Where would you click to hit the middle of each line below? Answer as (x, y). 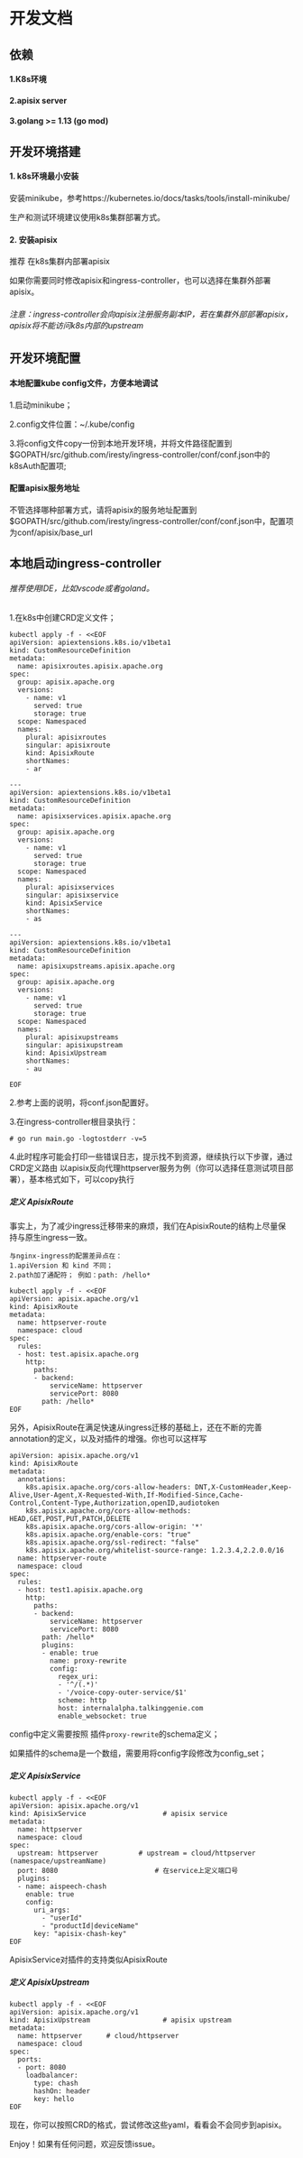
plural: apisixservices (70, 888)
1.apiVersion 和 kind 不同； (61, 1266)
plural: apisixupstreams (72, 1037)
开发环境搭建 (45, 151)
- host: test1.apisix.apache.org (80, 1590)
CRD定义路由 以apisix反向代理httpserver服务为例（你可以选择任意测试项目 (147, 1168)
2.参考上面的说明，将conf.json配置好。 (82, 1102)
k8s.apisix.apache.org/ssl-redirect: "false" (113, 1543)
